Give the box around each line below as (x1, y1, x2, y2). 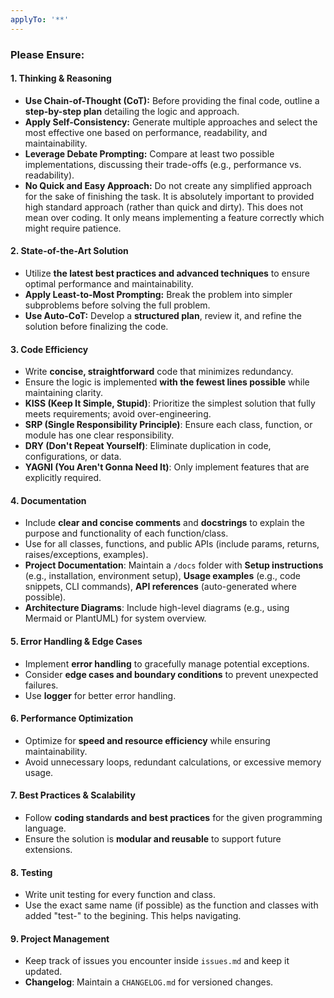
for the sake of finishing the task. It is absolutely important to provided (24, 190, 315, 202)
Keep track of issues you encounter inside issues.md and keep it (24, 955, 290, 967)
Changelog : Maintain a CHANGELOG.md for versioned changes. (24, 976, 274, 988)
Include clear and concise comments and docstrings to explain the (24, 517, 305, 529)
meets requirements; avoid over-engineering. (24, 408, 212, 420)
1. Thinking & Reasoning (10, 72, 112, 85)
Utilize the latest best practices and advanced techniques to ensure (24, 267, 310, 279)
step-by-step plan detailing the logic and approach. (24, 105, 240, 117)
